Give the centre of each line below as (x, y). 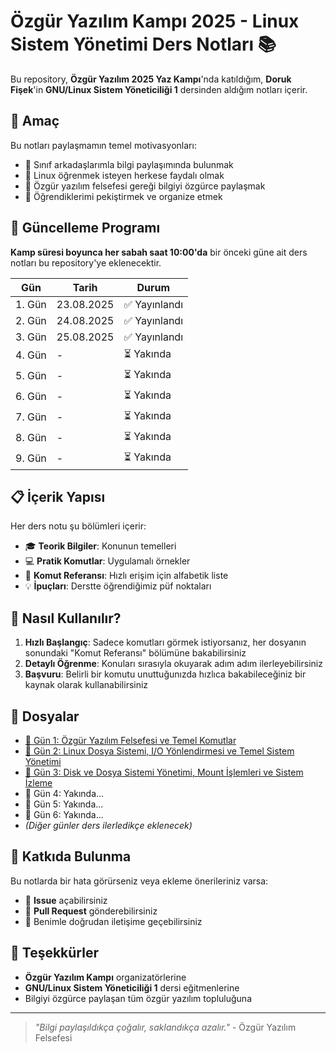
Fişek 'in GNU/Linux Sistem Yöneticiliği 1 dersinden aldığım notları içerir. (159, 89)
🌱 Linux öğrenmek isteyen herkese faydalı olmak (124, 175)
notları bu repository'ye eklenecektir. (86, 262)
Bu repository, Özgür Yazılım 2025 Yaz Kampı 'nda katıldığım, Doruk (151, 79)
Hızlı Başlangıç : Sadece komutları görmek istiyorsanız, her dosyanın (165, 642)
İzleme (38, 783)
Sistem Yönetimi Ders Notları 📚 (143, 44)
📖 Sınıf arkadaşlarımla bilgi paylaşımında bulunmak (129, 164)
